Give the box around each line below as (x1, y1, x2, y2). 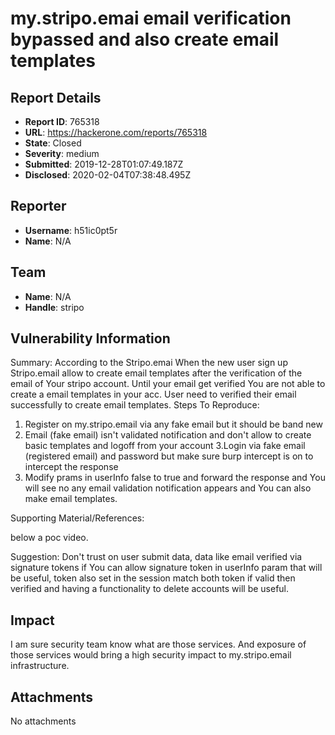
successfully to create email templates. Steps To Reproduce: (10, 399, 260, 411)
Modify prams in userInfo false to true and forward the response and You (24, 472, 326, 484)
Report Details (10, 89, 102, 106)
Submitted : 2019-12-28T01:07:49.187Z (24, 158, 184, 170)
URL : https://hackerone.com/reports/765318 (24, 127, 208, 138)
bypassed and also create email (10, 28, 280, 51)
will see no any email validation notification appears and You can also (24, 482, 312, 494)
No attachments (10, 715, 77, 727)
